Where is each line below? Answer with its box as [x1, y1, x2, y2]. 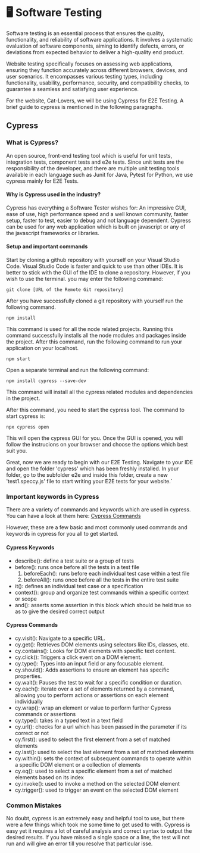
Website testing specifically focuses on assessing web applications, [6, 60, 173, 67]
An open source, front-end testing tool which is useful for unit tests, [6, 152, 173, 159]
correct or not [14, 729, 49, 736]
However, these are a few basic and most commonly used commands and [6, 524, 187, 531]
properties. [14, 672, 42, 680]
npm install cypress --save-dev [6, 378, 86, 384]
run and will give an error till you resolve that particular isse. [6, 840, 153, 847]
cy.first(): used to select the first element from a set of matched [14, 736, 171, 743]
